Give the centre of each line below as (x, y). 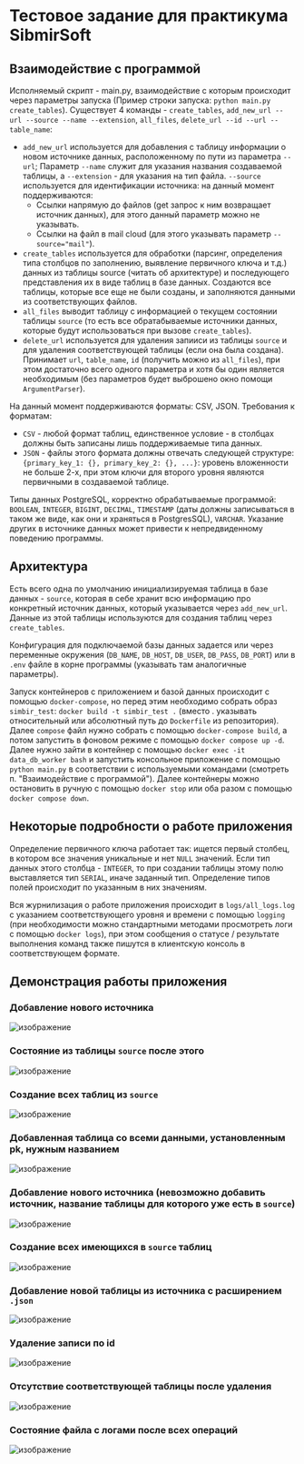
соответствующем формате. (65, 953)
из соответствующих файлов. (80, 302)
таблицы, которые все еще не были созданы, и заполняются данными (159, 292)
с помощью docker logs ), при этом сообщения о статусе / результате (144, 934)
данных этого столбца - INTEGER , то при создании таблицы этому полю (147, 868)
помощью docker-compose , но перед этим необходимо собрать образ (144, 701)
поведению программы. (57, 538)
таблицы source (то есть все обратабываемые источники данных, (150, 321)
